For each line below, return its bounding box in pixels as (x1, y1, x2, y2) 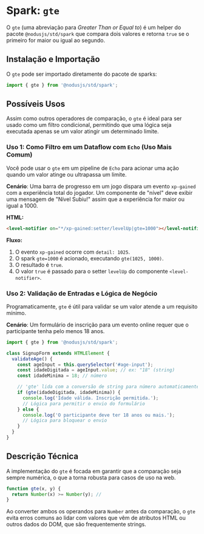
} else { (17, 406, 39, 413)
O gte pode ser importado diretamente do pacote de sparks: (6, 70, 157, 78)
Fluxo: (6, 236, 22, 243)
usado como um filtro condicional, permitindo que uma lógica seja (6, 121, 172, 129)
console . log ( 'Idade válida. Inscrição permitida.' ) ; (22, 395, 159, 401)
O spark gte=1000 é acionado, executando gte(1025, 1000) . (15, 254, 164, 262)
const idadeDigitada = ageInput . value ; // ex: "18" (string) (17, 367, 175, 373)
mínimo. (6, 309, 27, 316)
